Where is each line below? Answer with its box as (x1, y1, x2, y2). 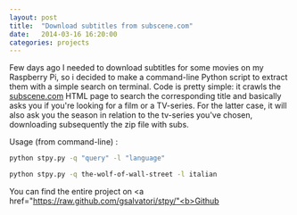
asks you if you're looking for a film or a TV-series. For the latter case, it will (9, 100, 287, 112)
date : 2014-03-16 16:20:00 (9, 29, 118, 38)
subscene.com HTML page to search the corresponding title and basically (9, 91, 282, 102)
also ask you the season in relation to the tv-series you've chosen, (9, 110, 253, 120)
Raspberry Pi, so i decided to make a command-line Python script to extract (9, 72, 288, 83)
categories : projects (9, 37, 90, 47)
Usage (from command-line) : (9, 136, 119, 147)
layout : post (9, 12, 58, 22)
